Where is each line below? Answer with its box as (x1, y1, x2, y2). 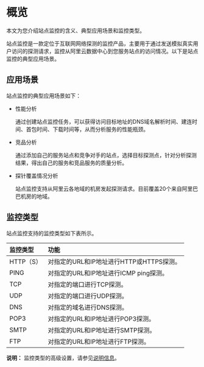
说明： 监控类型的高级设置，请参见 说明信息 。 (6, 354, 120, 362)
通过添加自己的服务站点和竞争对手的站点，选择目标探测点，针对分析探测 (15, 151, 197, 159)
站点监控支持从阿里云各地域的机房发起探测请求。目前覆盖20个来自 (15, 185, 183, 192)
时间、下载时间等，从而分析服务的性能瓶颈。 (36, 126, 149, 133)
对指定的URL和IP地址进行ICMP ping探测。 (47, 269, 169, 277)
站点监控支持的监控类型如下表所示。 (6, 229, 97, 237)
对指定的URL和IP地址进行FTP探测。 (47, 337, 150, 346)
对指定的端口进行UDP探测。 (47, 291, 128, 300)
